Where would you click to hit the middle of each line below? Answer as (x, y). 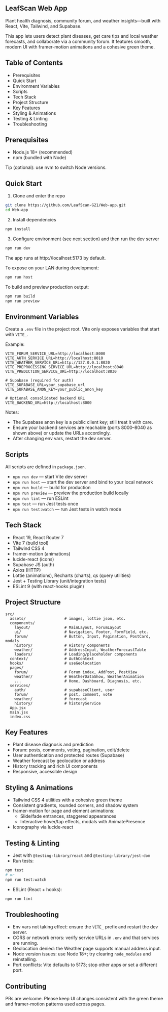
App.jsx (18, 708)
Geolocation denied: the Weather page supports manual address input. (87, 949)
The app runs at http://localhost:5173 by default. (56, 258)
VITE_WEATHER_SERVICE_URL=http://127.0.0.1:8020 (58, 363)
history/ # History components (62, 645)
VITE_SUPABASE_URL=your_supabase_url (45, 385)
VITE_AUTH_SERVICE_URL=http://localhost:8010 (54, 358)
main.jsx (19, 712)
